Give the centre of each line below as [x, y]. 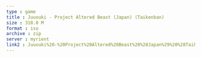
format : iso [22, 28]
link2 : [16, 45]
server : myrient [28, 39]
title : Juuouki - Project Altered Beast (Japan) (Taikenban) [85, 17]
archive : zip [24, 34]
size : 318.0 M [25, 23]
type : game [21, 12]
